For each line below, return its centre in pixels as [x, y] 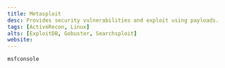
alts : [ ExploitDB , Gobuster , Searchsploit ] [72, 33]
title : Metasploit [34, 14]
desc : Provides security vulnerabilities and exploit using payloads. [113, 20]
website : [20, 40]
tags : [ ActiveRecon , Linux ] [49, 27]
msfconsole [23, 59]
